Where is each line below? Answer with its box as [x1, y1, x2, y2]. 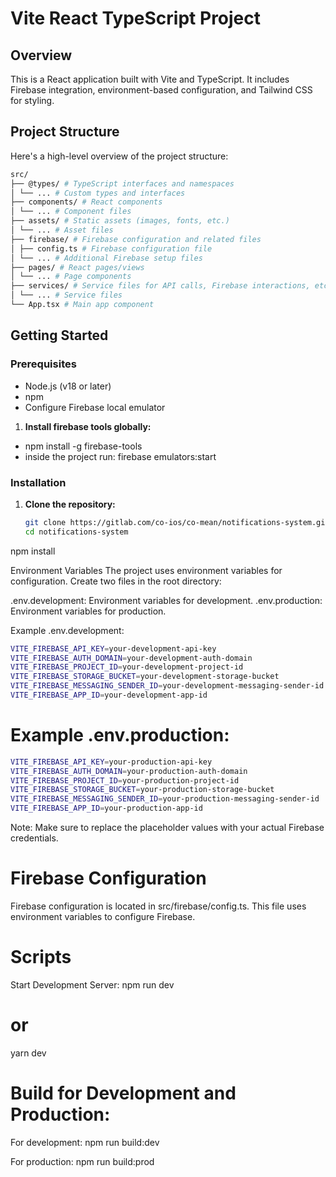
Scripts [10, 946, 72, 969]
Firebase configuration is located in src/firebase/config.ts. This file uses [10, 900, 307, 912]
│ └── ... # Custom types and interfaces [10, 188, 186, 198]
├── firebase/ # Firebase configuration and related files [10, 234, 262, 244]
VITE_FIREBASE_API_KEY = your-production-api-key [10, 757, 213, 767]
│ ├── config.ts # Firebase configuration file [10, 243, 213, 254]
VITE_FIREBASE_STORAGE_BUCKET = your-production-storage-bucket [10, 785, 275, 795]
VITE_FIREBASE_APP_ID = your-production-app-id [10, 803, 203, 814]
